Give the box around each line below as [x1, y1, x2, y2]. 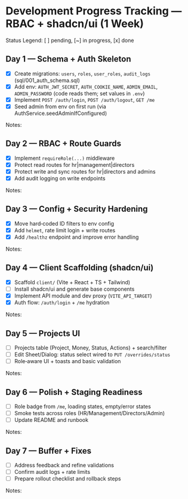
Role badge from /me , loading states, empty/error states [14, 403, 152, 410]
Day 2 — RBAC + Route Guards [5, 139, 122, 149]
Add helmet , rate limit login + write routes [14, 226, 116, 234]
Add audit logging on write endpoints [14, 175, 106, 182]
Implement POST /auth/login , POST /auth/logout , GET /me [14, 96, 155, 103]
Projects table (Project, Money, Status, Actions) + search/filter [14, 344, 167, 351]
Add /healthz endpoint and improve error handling [14, 233, 139, 241]
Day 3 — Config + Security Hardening [5, 204, 148, 214]
